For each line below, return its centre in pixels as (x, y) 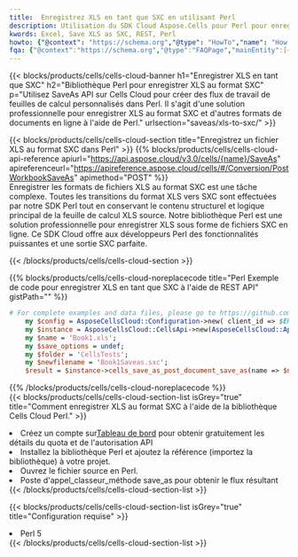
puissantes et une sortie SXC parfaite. (78, 244)
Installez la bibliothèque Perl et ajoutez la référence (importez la (137, 452)
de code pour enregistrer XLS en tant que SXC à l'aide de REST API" (134, 287)
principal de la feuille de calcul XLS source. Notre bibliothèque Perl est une (146, 216)
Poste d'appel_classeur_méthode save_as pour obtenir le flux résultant (149, 481)
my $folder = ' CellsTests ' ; (77, 354)
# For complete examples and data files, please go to (113, 313)
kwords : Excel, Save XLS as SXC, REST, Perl (93, 34)
